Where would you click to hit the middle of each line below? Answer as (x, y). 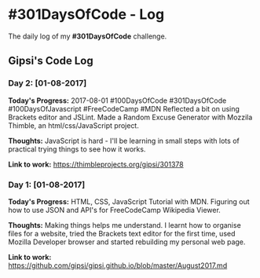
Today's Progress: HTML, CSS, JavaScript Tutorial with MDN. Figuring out (129, 201)
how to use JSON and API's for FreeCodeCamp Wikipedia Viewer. (115, 210)
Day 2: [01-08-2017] (48, 83)
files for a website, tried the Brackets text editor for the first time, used (122, 233)
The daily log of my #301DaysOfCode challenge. (88, 36)
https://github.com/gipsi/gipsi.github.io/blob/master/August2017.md (118, 265)
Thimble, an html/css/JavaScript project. (73, 125)
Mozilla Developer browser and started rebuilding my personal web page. (127, 242)
